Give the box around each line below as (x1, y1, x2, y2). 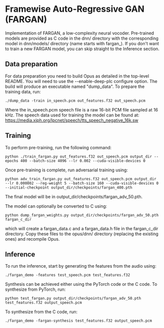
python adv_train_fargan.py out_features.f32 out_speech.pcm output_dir (5, 176, 157, 181)
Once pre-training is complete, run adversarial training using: (5, 167, 128, 173)
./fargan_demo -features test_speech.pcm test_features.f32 (5, 273, 131, 278)
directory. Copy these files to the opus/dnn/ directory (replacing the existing (5, 231, 159, 237)
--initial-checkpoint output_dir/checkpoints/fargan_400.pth (5, 185, 133, 190)
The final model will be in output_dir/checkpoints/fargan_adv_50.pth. (5, 193, 143, 199)
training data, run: (5, 88, 41, 94)
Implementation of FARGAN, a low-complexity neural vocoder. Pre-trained (5, 30, 154, 36)
